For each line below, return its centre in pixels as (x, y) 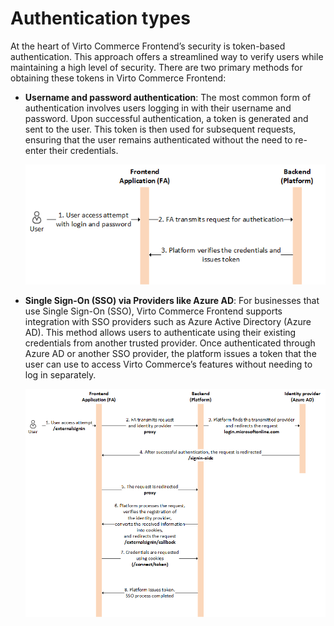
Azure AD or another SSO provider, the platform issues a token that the (170, 354)
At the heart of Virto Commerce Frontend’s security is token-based (148, 46)
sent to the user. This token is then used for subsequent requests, (160, 129)
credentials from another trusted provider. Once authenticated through (170, 343)
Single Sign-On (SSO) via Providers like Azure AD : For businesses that (172, 301)
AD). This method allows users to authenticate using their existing (160, 333)
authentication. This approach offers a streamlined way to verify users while (167, 56)
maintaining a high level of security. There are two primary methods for (156, 67)
